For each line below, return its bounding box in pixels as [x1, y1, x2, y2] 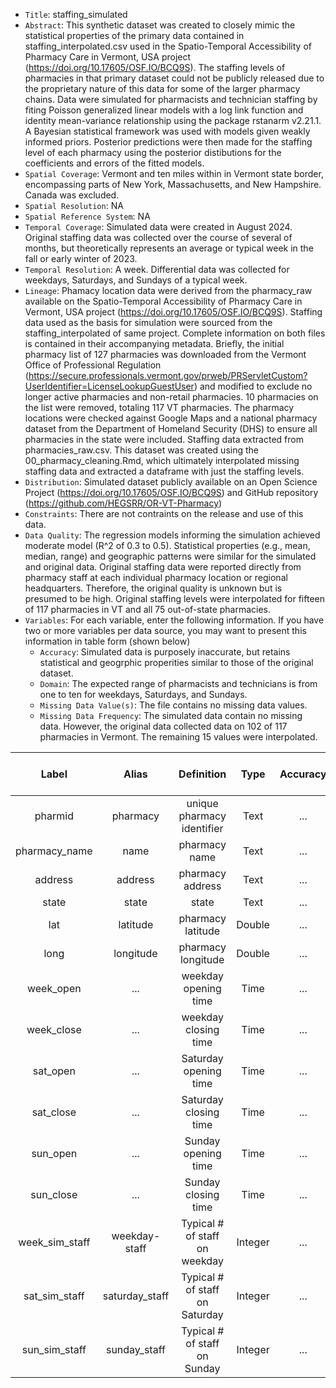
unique [186, 797, 219, 810]
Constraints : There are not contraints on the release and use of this [24, 508, 304, 519]
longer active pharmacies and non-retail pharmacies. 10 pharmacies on [24, 391, 319, 403]
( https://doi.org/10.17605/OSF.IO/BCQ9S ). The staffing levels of [24, 62, 286, 73]
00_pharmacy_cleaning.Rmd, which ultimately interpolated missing [24, 455, 300, 466]
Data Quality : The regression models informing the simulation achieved [24, 529, 321, 541]
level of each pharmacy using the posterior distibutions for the [24, 147, 282, 158]
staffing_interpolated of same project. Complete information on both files [24, 327, 326, 339]
